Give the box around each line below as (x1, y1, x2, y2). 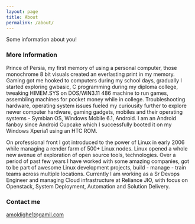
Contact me (6, 197, 41, 206)
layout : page (6, 8, 38, 15)
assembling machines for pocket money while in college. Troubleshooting (6, 95, 186, 103)
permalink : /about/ (6, 20, 54, 25)
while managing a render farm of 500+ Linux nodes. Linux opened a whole (6, 145, 188, 152)
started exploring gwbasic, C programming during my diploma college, (6, 83, 178, 90)
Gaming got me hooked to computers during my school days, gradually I (6, 76, 182, 84)
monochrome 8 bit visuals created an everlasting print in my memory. (6, 71, 175, 78)
